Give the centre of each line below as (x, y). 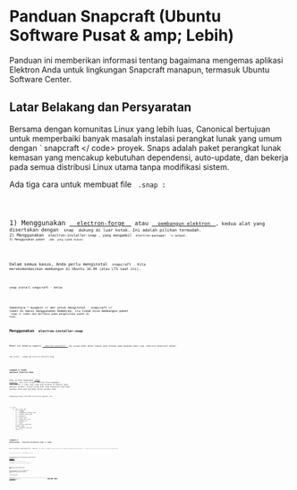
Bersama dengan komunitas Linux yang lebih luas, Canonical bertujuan (140, 129)
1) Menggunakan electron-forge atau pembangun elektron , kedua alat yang (137, 223)
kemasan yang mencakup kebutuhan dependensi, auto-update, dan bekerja (149, 157)
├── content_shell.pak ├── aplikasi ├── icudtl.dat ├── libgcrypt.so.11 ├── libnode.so (24, 418)
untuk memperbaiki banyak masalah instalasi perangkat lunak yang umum (145, 138)
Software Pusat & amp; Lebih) (122, 35)
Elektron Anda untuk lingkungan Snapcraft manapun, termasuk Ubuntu (140, 70)
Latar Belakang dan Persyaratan (101, 108)
